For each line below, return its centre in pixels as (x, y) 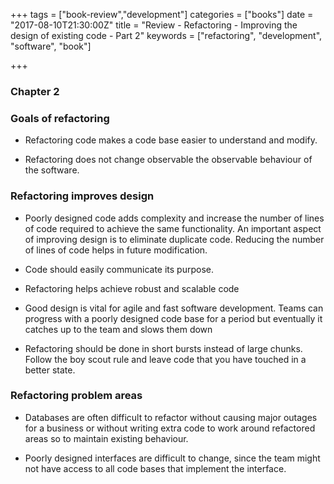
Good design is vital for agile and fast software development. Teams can (174, 308)
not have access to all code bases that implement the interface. (155, 468)
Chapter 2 (35, 91)
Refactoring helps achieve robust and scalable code (132, 288)
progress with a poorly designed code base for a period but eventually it (173, 318)
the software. (52, 170)
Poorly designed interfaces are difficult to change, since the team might (172, 458)
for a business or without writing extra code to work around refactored (170, 428)
